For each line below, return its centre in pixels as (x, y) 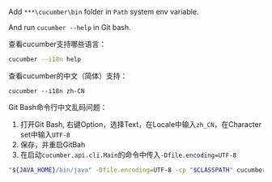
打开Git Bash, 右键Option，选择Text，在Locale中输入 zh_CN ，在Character (141, 124)
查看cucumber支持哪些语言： (57, 44)
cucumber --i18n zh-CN (47, 91)
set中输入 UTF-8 (45, 134)
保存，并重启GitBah (53, 144)
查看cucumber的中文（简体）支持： (68, 75)
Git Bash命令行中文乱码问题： (58, 107)
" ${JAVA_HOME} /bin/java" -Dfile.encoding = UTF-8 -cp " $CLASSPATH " (121, 170)
